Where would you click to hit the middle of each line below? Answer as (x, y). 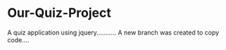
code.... (18, 39)
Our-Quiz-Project (59, 13)
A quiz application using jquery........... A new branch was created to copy (113, 32)
